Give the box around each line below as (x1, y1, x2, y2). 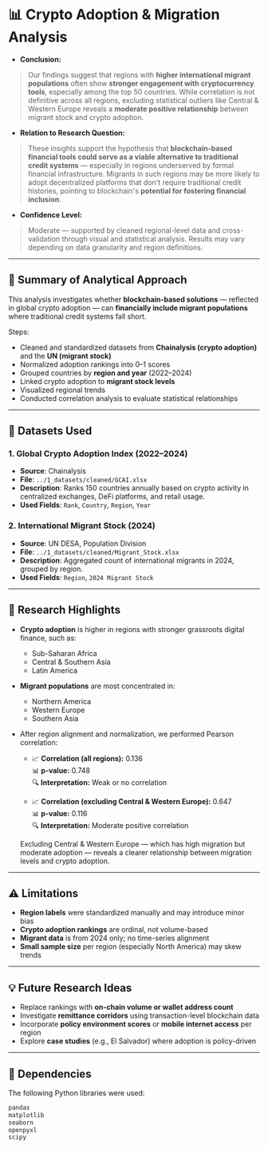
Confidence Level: (19, 210, 82, 219)
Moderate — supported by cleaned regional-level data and (27, 225, 221, 235)
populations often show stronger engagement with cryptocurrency (27, 78, 254, 88)
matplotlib (8, 1111, 45, 1119)
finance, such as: (19, 633, 77, 643)
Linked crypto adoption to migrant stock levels (19, 376, 175, 386)
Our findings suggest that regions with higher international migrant (27, 70, 251, 79)
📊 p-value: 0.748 (31, 765, 90, 775)
